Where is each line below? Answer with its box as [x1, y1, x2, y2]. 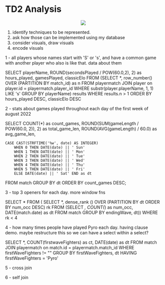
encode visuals [12, 45, 44, 51]
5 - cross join [5, 265, 32, 271]
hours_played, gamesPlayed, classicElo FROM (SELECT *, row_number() [5, 74, 153, 80]
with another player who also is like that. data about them [5, 60, 122, 66]
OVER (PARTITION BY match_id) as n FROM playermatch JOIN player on [5, 80, 153, 86]
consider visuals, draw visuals [12, 40, 74, 46]
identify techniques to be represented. [12, 29, 91, 35]
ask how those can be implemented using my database [12, 34, 125, 40]
